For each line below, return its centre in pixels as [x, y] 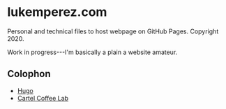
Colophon [29, 74]
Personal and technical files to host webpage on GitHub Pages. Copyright [113, 31]
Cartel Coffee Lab [43, 98]
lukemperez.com [57, 12]
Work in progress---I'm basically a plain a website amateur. [92, 52]
